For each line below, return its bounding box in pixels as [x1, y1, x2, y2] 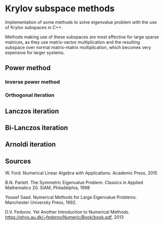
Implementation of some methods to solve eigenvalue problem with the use [5, 19, 157, 25]
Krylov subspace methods [5, 3, 115, 14]
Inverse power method [5, 79, 60, 85]
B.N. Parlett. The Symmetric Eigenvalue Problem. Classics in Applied [5, 180, 143, 186]
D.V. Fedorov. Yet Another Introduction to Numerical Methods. [5, 209, 130, 215]
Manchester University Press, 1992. [5, 199, 77, 205]
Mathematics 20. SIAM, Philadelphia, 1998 [5, 185, 90, 191]
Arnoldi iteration [5, 141, 56, 149]
